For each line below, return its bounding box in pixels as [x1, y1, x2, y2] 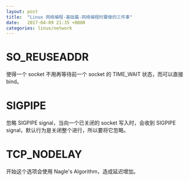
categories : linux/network [6, 25, 72, 31]
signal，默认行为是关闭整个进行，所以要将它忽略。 [6, 127, 129, 134]
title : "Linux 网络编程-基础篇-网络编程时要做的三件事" [6, 14, 132, 20]
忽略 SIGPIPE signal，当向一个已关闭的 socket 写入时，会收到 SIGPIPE [6, 119, 176, 127]
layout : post [6, 8, 38, 15]
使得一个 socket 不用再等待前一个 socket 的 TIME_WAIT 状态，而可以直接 [6, 71, 184, 78]
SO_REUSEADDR [6, 51, 89, 64]
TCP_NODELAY [6, 148, 82, 161]
